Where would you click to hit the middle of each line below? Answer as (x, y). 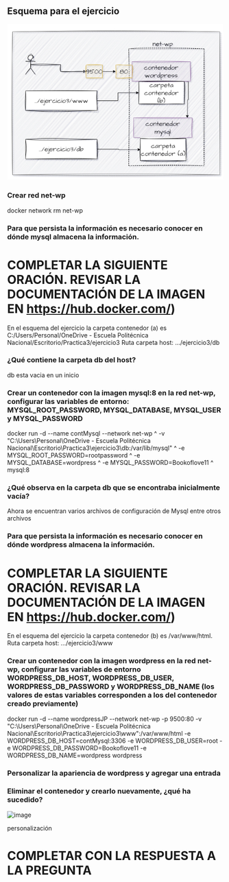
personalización (30, 828)
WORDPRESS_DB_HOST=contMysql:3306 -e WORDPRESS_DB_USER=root (112, 741)
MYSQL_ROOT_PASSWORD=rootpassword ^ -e (74, 455)
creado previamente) (43, 704)
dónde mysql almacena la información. (73, 237)
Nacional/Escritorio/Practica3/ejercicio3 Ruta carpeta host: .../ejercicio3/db (113, 342)
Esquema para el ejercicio (63, 11)
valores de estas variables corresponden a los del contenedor (112, 695)
